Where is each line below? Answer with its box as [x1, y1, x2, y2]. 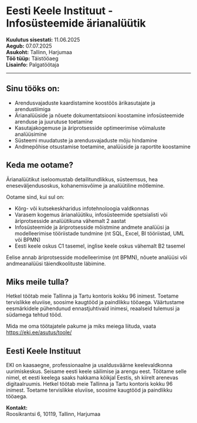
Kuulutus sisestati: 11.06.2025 [6, 36, 80, 43]
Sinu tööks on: [6, 84, 60, 94]
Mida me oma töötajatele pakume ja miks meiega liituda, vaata [6, 322, 157, 330]
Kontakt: [6, 404, 28, 411]
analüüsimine [14, 131, 47, 138]
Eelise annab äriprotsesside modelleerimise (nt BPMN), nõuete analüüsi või [6, 254, 188, 261]
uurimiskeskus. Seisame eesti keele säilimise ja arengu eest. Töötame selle [6, 368, 187, 375]
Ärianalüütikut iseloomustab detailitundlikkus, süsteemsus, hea [6, 175, 158, 183]
